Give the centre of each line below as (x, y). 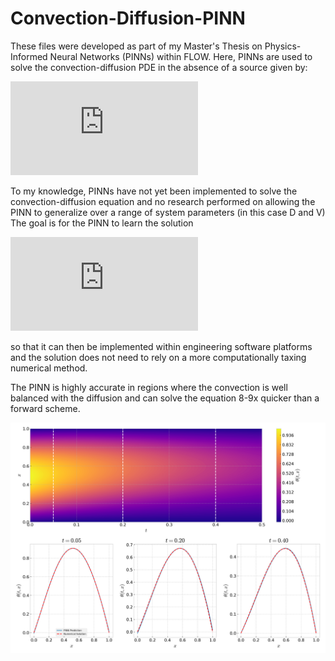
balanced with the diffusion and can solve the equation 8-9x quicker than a (165, 398)
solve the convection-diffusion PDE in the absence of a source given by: (159, 67)
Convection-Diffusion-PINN (128, 18)
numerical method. (49, 368)
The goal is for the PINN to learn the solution (102, 223)
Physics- (283, 46)
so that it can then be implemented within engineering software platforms (161, 346)
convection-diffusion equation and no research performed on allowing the (163, 201)
